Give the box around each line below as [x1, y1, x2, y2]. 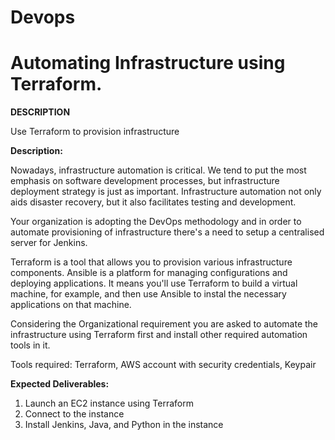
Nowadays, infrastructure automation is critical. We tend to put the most [10, 164, 307, 176]
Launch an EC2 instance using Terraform [24, 397, 194, 410]
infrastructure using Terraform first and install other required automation [10, 329, 308, 341]
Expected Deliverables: [10, 378, 110, 390]
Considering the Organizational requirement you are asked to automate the [10, 318, 319, 330]
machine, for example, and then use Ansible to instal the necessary [10, 288, 287, 300]
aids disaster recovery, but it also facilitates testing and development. [10, 196, 297, 208]
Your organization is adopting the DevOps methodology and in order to [10, 216, 302, 228]
